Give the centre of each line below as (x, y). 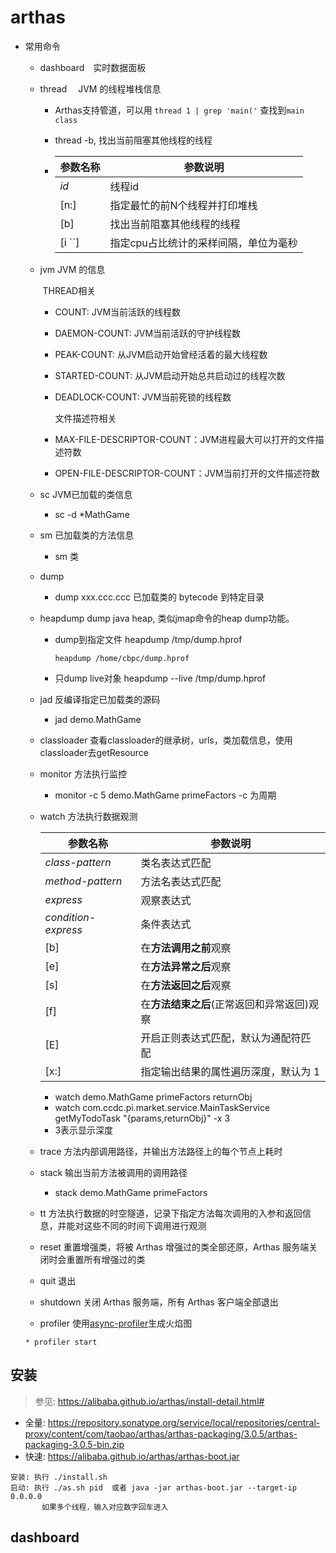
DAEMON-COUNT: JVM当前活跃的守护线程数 (148, 333)
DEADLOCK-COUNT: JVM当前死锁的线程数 (143, 397)
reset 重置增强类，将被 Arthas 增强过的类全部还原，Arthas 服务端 (174, 1247)
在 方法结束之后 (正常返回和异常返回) (224, 1004)
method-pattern (83, 881)
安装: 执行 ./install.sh (59, 1477)
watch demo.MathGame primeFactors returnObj (153, 1097)
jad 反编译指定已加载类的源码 (100, 699)
